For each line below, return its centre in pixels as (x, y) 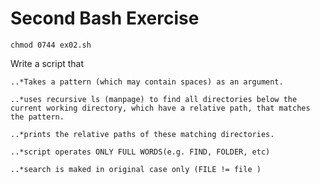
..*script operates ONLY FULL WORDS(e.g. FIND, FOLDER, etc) (140, 152)
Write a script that (47, 63)
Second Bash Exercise (105, 18)
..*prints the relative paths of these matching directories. (142, 134)
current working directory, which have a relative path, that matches (160, 108)
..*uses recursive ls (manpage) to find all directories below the (154, 99)
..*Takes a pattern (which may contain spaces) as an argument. (147, 82)
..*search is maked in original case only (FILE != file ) (136, 169)
